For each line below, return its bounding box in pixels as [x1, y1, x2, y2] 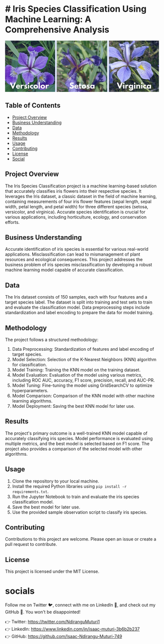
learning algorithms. [12, 398, 53, 403]
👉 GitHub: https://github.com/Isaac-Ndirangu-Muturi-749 [5, 633, 123, 640]
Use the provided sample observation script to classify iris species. [12, 509, 147, 515]
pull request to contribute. [5, 542, 57, 547]
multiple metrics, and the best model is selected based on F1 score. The [5, 441, 150, 446]
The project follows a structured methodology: [5, 337, 99, 342]
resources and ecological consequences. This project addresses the [5, 257, 143, 262]
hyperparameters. [12, 388, 49, 393]
